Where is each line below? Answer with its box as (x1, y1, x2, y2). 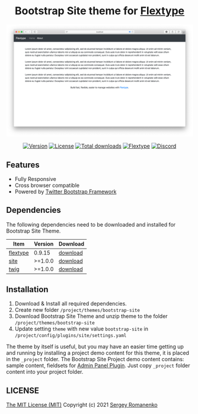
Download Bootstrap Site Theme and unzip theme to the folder (14, 313, 168, 320)
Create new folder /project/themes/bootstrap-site (14, 307, 140, 314)
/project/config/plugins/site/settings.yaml (14, 333, 127, 339)
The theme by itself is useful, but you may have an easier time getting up (6, 343, 184, 351)
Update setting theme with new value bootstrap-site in (14, 325, 148, 333)
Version (33, 240, 54, 247)
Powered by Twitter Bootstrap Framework (14, 188, 117, 195)
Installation (6, 284, 49, 294)
